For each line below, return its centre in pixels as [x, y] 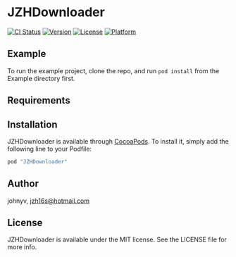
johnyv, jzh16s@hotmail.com [49, 201]
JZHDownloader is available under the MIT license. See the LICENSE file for [117, 239]
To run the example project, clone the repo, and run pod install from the [113, 70]
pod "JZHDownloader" [38, 162]
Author [23, 184]
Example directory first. [41, 78]
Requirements [39, 100]
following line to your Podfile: [50, 149]
